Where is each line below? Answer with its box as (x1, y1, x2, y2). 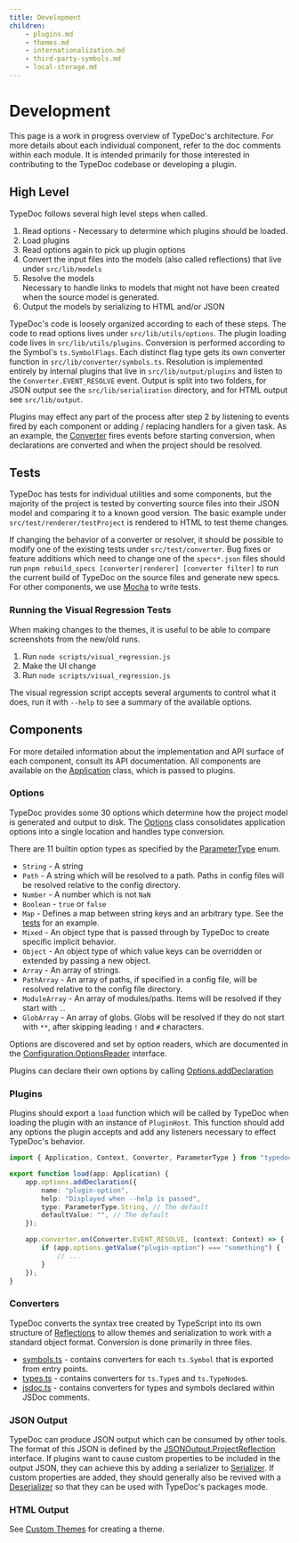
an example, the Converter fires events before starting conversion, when (9, 430, 276, 440)
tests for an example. (21, 917, 100, 928)
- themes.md (25, 37, 69, 47)
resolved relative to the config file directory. (21, 983, 182, 994)
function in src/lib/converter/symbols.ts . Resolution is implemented (9, 356, 263, 367)
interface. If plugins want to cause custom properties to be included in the (9, 1452, 281, 1464)
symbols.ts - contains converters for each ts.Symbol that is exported (21, 1353, 274, 1364)
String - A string (21, 860, 84, 871)
